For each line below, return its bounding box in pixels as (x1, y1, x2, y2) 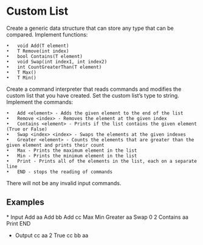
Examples (6, 197, 44, 208)
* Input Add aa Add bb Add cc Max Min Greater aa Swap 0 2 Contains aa (6, 213, 188, 221)
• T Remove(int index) (6, 48, 69, 54)
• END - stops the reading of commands (6, 169, 113, 175)
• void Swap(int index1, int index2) (6, 59, 108, 65)
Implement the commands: (6, 98, 74, 105)
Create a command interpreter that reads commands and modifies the (6, 85, 182, 93)
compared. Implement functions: (6, 30, 88, 38)
